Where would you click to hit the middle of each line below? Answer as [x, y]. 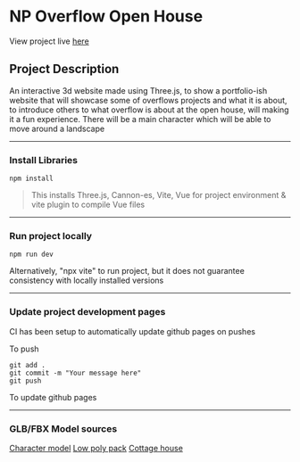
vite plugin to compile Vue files [88, 205]
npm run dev [31, 255]
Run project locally [50, 235]
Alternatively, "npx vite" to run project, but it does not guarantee [127, 271]
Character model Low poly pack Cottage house [96, 448]
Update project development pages [87, 312]
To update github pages [53, 397]
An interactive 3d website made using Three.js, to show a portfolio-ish [138, 90]
